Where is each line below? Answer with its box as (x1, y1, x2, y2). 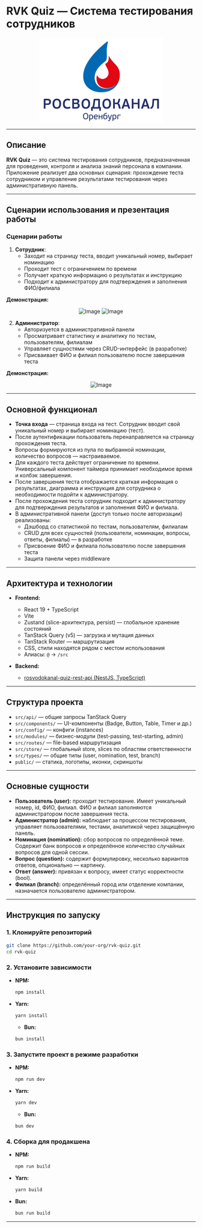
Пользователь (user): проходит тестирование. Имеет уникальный (14, 797, 186, 805)
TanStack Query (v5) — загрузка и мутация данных (23, 631, 155, 639)
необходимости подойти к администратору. (14, 491, 129, 498)
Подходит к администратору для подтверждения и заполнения (23, 278, 188, 285)
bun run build (14, 1211, 50, 1217)
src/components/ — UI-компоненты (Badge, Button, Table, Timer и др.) (14, 720, 192, 727)
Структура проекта (6, 697, 84, 707)
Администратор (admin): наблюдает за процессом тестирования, (14, 816, 187, 824)
